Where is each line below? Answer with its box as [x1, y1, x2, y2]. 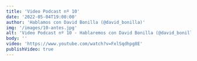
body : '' [6, 35, 28, 41]
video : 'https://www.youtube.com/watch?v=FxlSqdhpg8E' [6, 41, 143, 47]
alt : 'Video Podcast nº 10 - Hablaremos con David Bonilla [6, 30, 154, 36]
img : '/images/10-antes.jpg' [6, 24, 77, 31]
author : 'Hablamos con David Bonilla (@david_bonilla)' [6, 19, 145, 25]
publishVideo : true [6, 46, 54, 52]
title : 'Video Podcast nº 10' [6, 8, 80, 15]
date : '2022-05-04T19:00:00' [6, 14, 77, 20]
